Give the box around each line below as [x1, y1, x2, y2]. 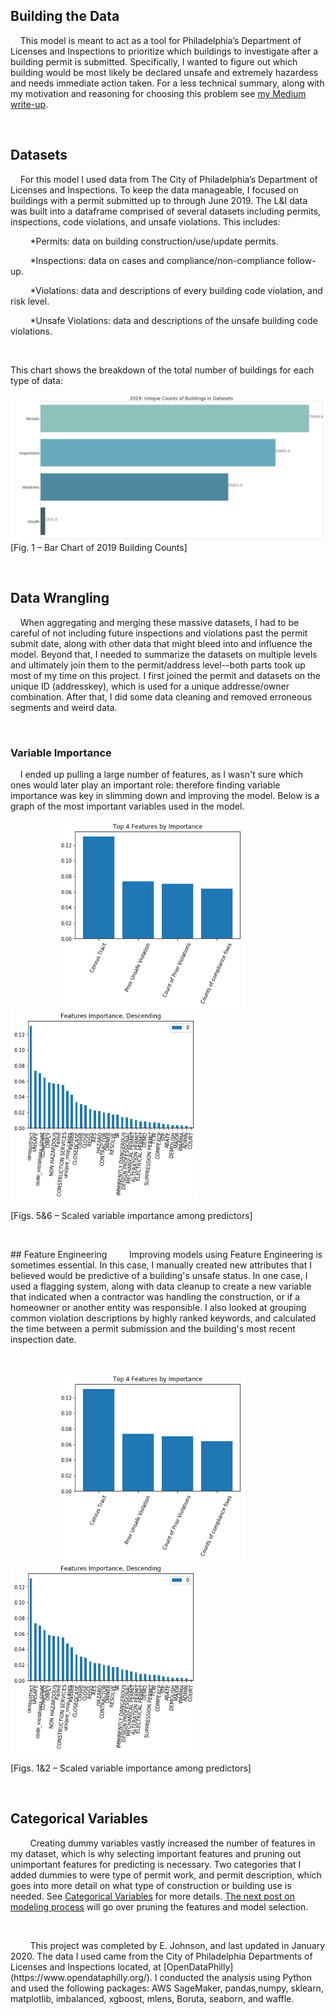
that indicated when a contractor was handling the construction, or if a [10, 1290, 301, 1303]
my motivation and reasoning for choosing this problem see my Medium [10, 87, 307, 99]
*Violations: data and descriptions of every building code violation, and [29, 284, 323, 296]
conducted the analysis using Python [159, 1971, 312, 1983]
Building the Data [10, 8, 120, 25]
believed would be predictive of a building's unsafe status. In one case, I [10, 1269, 308, 1281]
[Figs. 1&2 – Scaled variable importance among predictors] [10, 1762, 252, 1774]
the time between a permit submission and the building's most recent [10, 1322, 296, 1334]
